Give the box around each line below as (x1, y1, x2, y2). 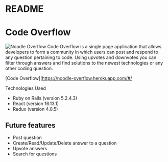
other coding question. (5, 65, 53, 72)
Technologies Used (5, 85, 46, 91)
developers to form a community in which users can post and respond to (5, 49, 158, 55)
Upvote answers (12, 145, 47, 151)
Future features (5, 121, 56, 130)
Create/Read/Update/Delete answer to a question (12, 139, 117, 146)
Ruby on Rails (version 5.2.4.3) (12, 95, 78, 102)
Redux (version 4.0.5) (12, 106, 58, 112)
